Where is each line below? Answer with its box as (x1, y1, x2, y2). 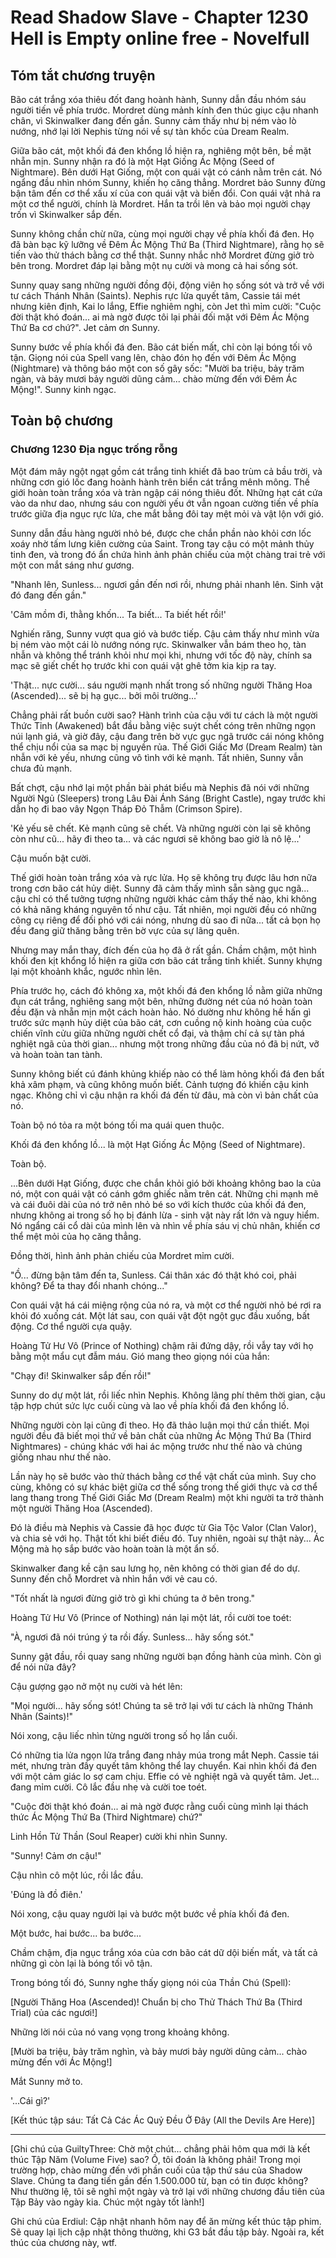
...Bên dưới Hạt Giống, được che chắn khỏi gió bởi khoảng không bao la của (10, 1177, 322, 1189)
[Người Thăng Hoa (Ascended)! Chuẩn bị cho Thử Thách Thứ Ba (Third (10, 1996, 303, 2008)
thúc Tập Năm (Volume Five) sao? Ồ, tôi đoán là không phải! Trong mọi (10, 2153, 301, 2165)
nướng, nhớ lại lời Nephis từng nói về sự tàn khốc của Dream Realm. (10, 126, 290, 137)
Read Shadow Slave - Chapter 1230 (10, 6, 309, 29)
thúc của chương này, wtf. (10, 2236, 118, 2248)
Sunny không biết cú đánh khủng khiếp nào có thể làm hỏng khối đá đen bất (10, 1067, 325, 1080)
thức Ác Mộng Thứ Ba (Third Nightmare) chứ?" (10, 1811, 203, 1823)
